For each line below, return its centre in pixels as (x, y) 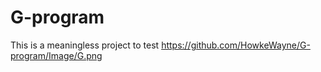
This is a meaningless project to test (85, 45)
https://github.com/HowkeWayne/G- (236, 45)
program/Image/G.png (56, 55)
